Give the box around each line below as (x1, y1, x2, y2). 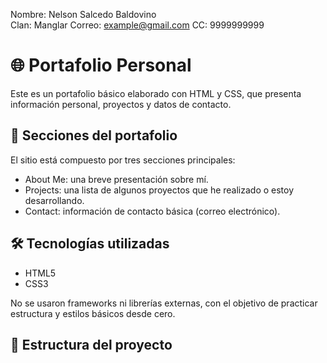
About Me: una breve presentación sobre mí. (24, 173, 209, 185)
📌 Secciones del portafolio (10, 127, 178, 144)
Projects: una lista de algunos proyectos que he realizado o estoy (24, 184, 295, 196)
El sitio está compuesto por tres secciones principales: (10, 154, 236, 166)
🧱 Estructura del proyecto (10, 336, 173, 353)
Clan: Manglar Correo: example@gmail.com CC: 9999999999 (10, 19, 265, 31)
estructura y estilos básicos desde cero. (10, 307, 176, 319)
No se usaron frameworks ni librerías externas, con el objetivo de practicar (10, 297, 318, 309)
